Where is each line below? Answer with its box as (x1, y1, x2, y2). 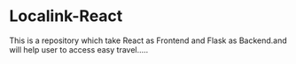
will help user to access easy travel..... (9, 44, 149, 54)
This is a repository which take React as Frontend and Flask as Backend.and (9, 35, 288, 46)
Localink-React (9, 6, 123, 26)
